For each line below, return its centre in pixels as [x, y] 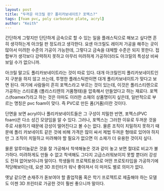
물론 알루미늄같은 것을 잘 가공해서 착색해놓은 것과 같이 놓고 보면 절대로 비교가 [79, 149]
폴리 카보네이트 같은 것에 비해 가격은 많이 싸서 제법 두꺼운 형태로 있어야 [82, 132]
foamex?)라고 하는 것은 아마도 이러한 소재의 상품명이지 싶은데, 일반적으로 [81, 97]
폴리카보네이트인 [143, 73]
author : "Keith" [22, 23]
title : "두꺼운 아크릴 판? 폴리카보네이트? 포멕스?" [51, 14]
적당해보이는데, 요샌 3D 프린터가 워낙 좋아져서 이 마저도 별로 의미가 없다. [75, 167]
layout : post [18, 10]
